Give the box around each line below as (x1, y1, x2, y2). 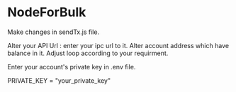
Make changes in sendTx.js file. (7, 28, 100, 36)
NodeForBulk (7, 4, 86, 21)
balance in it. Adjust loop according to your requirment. (7, 49, 169, 57)
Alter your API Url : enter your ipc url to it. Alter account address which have (7, 41, 229, 50)
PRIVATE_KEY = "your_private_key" (7, 76, 111, 85)
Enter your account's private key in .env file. (7, 62, 136, 71)
